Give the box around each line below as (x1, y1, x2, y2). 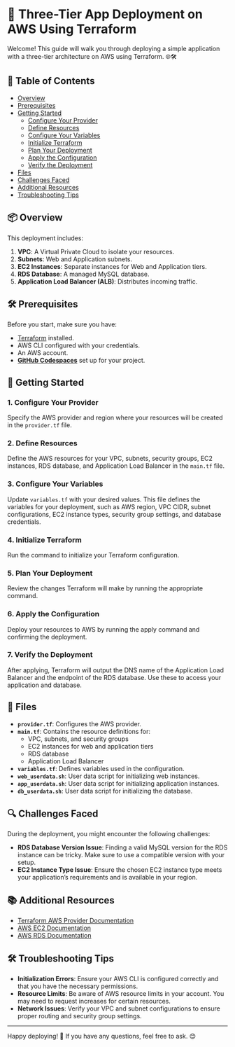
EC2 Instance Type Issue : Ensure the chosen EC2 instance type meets (17, 866, 222, 874)
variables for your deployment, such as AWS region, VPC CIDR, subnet (7, 502, 211, 511)
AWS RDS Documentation (17, 931, 92, 940)
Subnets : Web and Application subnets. (17, 255, 133, 263)
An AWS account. (17, 349, 69, 357)
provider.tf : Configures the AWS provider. (17, 719, 142, 728)
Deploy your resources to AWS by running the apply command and (7, 625, 200, 633)
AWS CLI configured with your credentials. (17, 341, 140, 349)
